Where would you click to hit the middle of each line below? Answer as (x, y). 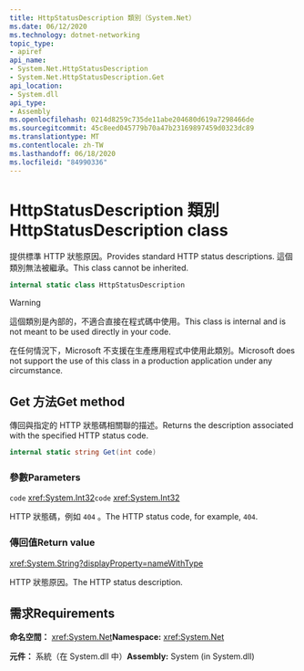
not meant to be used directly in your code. (90, 332)
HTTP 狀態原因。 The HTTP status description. (96, 582)
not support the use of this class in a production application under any (141, 361)
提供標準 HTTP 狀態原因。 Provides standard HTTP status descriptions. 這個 (151, 257)
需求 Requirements (62, 613)
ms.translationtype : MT (55, 137)
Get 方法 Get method (67, 401)
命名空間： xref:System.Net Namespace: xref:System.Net (117, 637)
